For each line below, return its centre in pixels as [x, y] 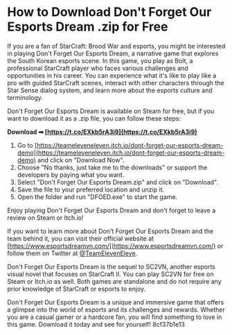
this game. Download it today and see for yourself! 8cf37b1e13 [96, 324]
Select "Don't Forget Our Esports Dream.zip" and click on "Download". [118, 182]
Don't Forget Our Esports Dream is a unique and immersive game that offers [116, 302]
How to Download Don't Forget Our [109, 12]
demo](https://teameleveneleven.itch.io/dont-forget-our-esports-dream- [121, 153]
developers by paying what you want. [71, 175]
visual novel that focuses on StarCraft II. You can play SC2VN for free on [110, 274]
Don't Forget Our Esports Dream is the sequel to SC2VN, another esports [111, 266]
